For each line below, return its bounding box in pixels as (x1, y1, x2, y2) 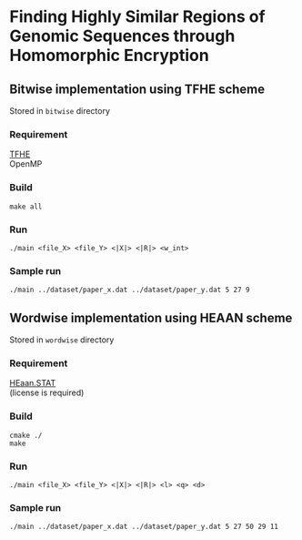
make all (9, 202, 43, 211)
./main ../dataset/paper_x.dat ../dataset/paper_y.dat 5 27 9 (9, 285, 250, 295)
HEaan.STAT (9, 378, 56, 389)
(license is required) (9, 387, 85, 398)
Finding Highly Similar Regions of (9, 6, 266, 27)
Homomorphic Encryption (9, 46, 209, 66)
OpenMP (9, 158, 43, 169)
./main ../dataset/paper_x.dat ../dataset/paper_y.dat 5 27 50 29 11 (9, 522, 279, 532)
